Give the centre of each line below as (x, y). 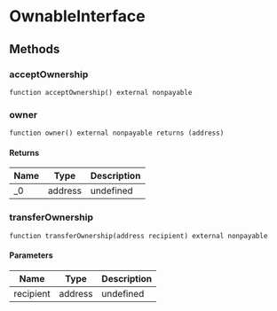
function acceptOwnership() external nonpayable (101, 92)
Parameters (31, 255)
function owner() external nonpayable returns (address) (117, 133)
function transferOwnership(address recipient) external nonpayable (138, 236)
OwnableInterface (77, 16)
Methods (35, 49)
